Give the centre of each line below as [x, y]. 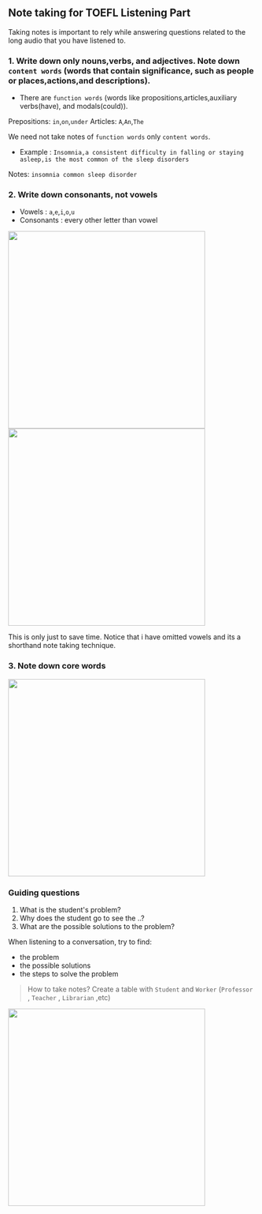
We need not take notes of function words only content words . [109, 137]
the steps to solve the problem [69, 974]
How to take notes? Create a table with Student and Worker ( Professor [140, 989]
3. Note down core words [57, 666]
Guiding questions [44, 893]
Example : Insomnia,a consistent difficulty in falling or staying [131, 152]
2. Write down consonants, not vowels [83, 195]
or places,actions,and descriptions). [79, 81]
